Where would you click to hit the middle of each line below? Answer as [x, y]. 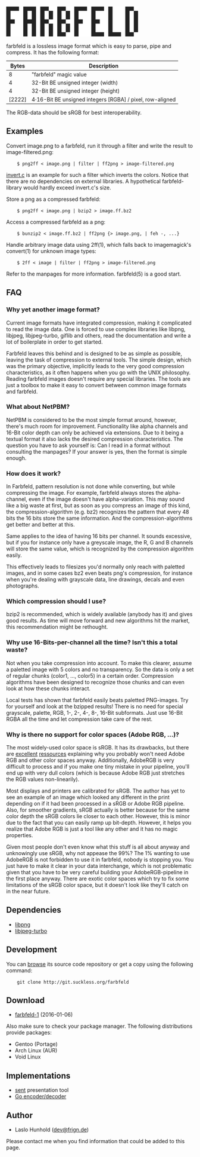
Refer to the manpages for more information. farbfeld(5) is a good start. [94, 274]
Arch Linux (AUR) [36, 1051]
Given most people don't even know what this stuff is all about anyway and [98, 847]
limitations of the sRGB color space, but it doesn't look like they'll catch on [97, 884]
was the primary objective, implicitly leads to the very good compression [95, 366]
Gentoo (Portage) [36, 1044]
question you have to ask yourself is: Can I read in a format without [88, 445]
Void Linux [28, 1057]
